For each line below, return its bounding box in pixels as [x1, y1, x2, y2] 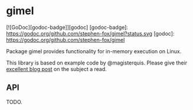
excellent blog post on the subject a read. [6, 65, 107, 72]
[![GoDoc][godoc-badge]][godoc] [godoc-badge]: [6, 24, 129, 31]
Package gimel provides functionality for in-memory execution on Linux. [6, 47, 182, 54]
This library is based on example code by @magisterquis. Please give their [6, 59, 188, 66]
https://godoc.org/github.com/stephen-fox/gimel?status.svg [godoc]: [6, 30, 175, 37]
